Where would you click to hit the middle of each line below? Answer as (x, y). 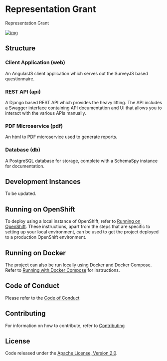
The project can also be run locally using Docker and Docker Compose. (79, 265)
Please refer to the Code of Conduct (42, 298)
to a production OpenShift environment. (46, 237)
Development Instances (43, 181)
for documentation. (25, 166)
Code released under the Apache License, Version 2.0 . (61, 353)
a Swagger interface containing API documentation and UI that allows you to (83, 108)
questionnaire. (20, 79)
